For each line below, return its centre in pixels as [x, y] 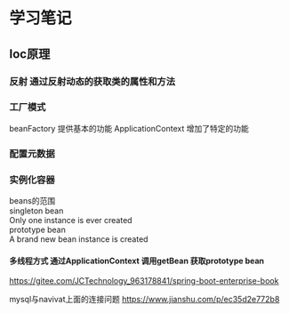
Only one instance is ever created [71, 221]
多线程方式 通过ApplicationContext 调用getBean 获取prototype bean [137, 261]
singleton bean [36, 211]
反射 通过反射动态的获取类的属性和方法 [92, 81]
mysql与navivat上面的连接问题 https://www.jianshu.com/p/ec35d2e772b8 [144, 300]
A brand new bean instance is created [79, 239]
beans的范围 [32, 201]
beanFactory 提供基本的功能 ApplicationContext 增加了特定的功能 [129, 128]
